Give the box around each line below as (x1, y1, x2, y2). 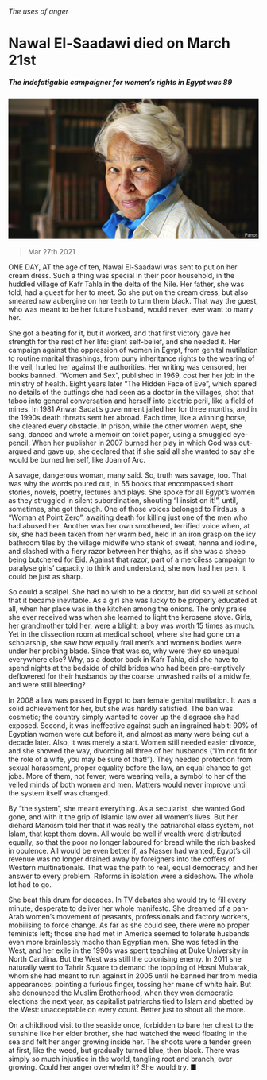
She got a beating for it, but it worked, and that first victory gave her (8, 328, 231, 338)
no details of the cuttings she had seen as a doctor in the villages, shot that (8, 388, 254, 397)
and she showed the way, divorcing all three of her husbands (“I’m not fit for (8, 746, 257, 756)
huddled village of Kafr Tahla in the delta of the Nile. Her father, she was (8, 279, 245, 289)
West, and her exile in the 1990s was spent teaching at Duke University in (8, 946, 249, 955)
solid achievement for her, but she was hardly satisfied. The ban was (8, 704, 234, 714)
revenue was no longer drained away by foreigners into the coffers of (8, 854, 236, 864)
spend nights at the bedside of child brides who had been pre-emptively (8, 664, 245, 673)
